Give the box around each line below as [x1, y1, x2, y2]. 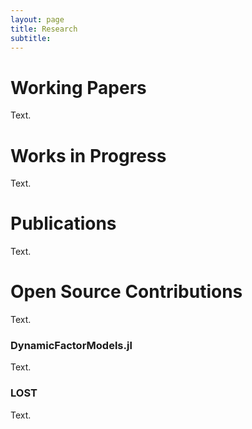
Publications [10, 212, 117, 235]
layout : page [10, 14, 65, 25]
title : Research [10, 24, 78, 34]
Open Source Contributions [10, 281, 243, 303]
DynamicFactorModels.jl [10, 339, 133, 353]
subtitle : [10, 33, 52, 43]
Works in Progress [10, 144, 167, 167]
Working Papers [10, 76, 147, 99]
